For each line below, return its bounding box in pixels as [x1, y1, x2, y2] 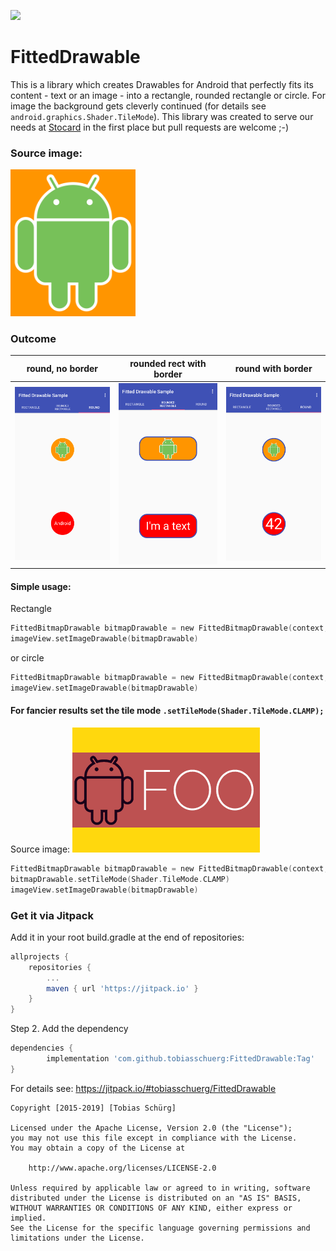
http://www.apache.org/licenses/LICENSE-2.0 [28, 1163, 217, 1173]
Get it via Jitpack [10, 908, 94, 922]
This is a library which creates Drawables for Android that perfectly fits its [10, 78, 314, 90]
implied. [10, 1213, 47, 1223]
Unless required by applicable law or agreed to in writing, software [10, 1183, 311, 1193]
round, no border [26, 363, 99, 375]
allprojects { [10, 951, 70, 962]
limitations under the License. [10, 1233, 145, 1243]
